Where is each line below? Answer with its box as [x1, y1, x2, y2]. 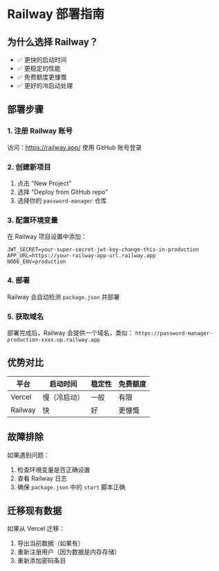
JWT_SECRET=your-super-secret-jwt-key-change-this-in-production [7, 246, 199, 253]
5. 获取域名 [7, 312, 44, 321]
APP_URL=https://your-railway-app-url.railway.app [7, 252, 156, 259]
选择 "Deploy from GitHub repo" [17, 187, 108, 196]
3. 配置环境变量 [7, 215, 59, 225]
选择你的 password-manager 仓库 [17, 196, 107, 205]
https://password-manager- [135, 330, 213, 337]
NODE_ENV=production [7, 259, 67, 265]
